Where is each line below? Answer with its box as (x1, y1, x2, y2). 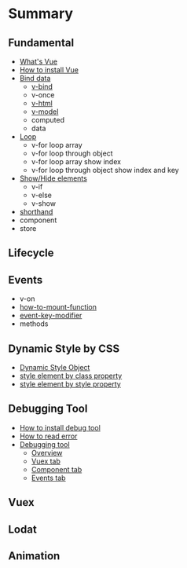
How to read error (19, 431, 78, 441)
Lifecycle (8, 247, 54, 260)
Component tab (31, 464, 82, 474)
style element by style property (19, 379, 122, 389)
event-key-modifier (19, 311, 82, 321)
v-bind (31, 82, 53, 91)
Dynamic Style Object (19, 363, 90, 372)
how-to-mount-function (19, 302, 97, 312)
